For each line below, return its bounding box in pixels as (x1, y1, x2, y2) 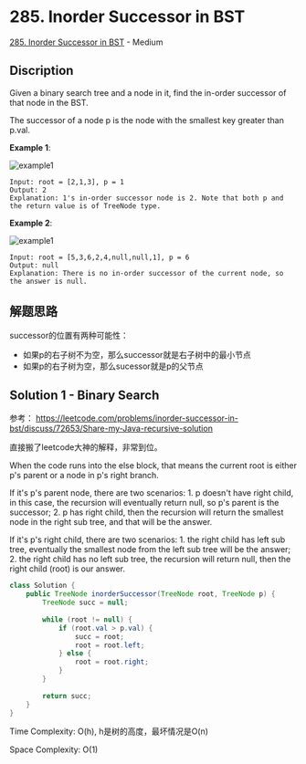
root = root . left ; (74, 641, 145, 650)
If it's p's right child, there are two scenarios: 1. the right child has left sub (9, 534, 286, 545)
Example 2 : (9, 217, 53, 228)
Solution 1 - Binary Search (9, 387, 160, 403)
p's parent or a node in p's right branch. (9, 470, 160, 481)
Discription (9, 63, 74, 78)
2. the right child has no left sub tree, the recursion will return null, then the (9, 554, 291, 565)
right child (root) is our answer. (9, 563, 126, 574)
